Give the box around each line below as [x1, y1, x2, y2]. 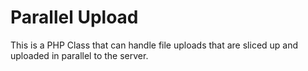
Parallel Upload [10, 6, 139, 29]
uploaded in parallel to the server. [10, 49, 149, 61]
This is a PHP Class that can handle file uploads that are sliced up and [10, 39, 299, 51]
